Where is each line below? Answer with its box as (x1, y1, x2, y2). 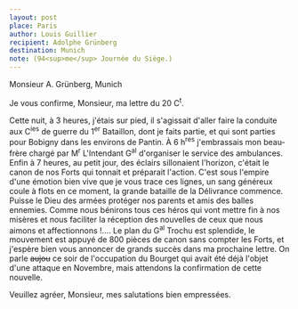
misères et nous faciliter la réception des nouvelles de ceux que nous (9, 214, 264, 224)
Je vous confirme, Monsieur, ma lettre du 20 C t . (9, 96, 184, 108)
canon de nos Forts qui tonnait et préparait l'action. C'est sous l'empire (9, 167, 270, 177)
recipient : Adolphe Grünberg (9, 37, 117, 47)
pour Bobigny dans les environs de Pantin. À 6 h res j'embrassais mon (9, 135, 262, 147)
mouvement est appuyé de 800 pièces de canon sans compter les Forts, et (9, 234, 285, 245)
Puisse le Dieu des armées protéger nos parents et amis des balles (9, 195, 254, 206)
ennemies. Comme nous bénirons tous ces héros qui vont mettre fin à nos (9, 204, 280, 215)
